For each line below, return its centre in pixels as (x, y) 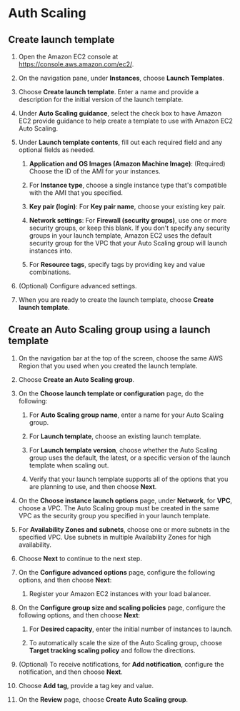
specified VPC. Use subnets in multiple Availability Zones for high (115, 537)
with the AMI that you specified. (76, 193)
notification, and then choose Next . (71, 672)
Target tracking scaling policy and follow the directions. (112, 650)
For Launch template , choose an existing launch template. (115, 436)
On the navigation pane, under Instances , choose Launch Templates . (121, 78)
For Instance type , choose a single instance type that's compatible (128, 185)
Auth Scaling (47, 13)
